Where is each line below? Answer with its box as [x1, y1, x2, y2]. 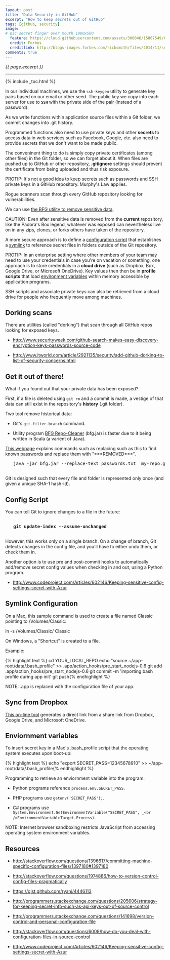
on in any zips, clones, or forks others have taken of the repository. [5, 226, 145, 233]
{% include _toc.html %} [5, 78, 56, 84]
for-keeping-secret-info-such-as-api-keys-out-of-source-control [12, 903, 149, 909]
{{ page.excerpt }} [5, 64, 44, 70]
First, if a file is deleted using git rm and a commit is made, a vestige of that [5, 395, 163, 402]
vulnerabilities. [5, 196, 36, 203]
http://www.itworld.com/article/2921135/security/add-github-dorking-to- [12, 352, 164, 358]
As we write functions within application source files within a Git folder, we [5, 114, 160, 120]
